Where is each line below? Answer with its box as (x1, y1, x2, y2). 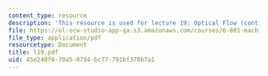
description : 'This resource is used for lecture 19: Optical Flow (8, 19, 238, 27)
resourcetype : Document (8, 41, 88, 49)
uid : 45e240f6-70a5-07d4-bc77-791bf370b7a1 (8, 56, 156, 64)
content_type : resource (8, 11, 88, 20)
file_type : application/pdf (8, 33, 102, 42)
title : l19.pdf (8, 48, 59, 56)
